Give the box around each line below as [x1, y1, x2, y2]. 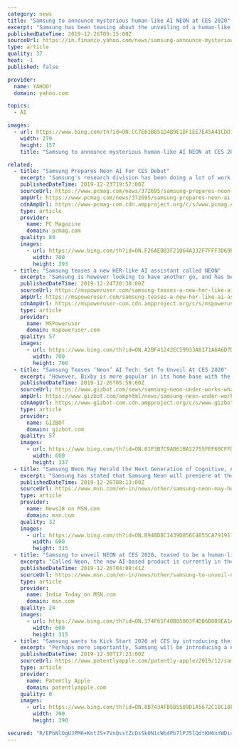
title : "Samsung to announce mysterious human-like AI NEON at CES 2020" [7, 17, 231, 24]
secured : [7, 729, 33, 737]
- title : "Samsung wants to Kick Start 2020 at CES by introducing [14, 638, 218, 645]
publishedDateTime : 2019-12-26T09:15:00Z [7, 30, 132, 38]
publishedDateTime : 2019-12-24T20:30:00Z [20, 280, 144, 288]
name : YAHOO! [14, 83, 53, 90]
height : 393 [33, 260, 69, 268]
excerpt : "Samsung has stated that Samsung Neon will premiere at [20, 472, 221, 479]
